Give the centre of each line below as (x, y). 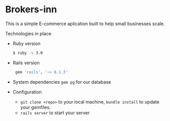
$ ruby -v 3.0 (28, 53)
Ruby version (27, 43)
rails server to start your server (55, 113)
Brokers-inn (31, 9)
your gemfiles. (35, 107)
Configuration (27, 92)
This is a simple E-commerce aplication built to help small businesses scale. (85, 24)
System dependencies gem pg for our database (62, 82)
